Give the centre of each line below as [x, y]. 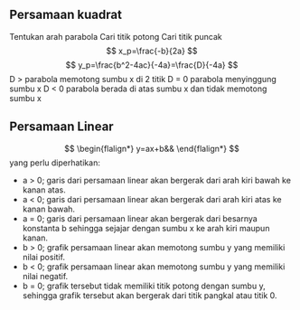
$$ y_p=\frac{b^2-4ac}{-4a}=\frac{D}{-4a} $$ [152, 65]
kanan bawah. [48, 209]
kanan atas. [44, 190]
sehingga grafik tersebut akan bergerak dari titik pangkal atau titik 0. [150, 295]
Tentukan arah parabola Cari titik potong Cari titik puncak [116, 36]
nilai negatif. [45, 276]
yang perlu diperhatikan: [55, 163]
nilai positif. [44, 257]
